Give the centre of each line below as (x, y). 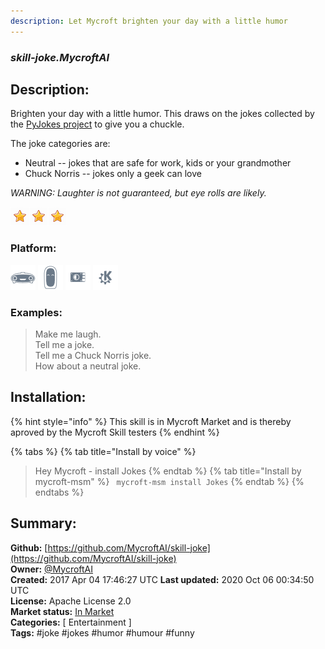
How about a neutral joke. (88, 366)
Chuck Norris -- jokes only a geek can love (113, 174)
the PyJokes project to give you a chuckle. (97, 124)
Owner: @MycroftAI (52, 569)
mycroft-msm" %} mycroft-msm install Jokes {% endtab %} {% (169, 481)
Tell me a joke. (64, 344)
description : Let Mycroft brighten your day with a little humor (149, 21)
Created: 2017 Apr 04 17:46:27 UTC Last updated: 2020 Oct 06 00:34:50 (162, 579)
